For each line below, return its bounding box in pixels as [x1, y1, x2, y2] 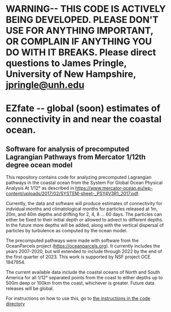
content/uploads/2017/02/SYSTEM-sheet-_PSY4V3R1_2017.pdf [6, 190, 138, 197]
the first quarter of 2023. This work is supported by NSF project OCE [6, 254, 151, 260]
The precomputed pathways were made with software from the [6, 237, 139, 243]
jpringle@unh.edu [6, 79, 85, 91]
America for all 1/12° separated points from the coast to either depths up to [6, 275, 163, 281]
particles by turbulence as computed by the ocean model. [6, 228, 128, 234]
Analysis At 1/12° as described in [6, 185, 75, 191]
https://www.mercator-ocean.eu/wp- [75, 185, 153, 191]
